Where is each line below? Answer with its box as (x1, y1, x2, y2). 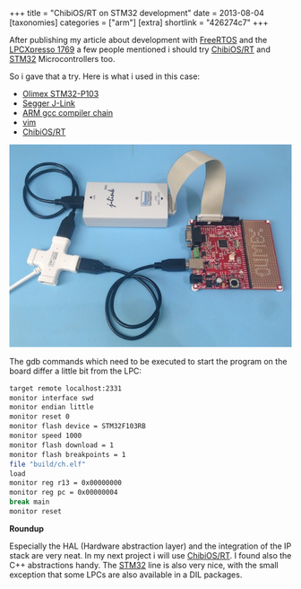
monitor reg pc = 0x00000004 (9, 488, 118, 497)
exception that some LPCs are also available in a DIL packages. (9, 569, 243, 580)
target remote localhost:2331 (9, 383, 123, 393)
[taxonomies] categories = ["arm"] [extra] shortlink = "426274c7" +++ (9, 17, 269, 28)
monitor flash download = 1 (9, 440, 115, 450)
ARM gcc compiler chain (21, 108, 114, 118)
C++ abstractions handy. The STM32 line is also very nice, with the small (9, 559, 279, 570)
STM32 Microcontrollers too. (9, 54, 116, 64)
